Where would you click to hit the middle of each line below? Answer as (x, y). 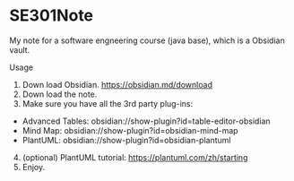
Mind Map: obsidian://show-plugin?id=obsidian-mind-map (130, 130)
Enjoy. (34, 167)
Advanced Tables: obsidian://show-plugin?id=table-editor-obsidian (146, 121)
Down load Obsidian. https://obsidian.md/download (117, 84)
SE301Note (52, 16)
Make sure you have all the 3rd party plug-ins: (108, 103)
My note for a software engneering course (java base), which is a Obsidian (147, 40)
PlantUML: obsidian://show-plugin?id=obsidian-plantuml (126, 140)
